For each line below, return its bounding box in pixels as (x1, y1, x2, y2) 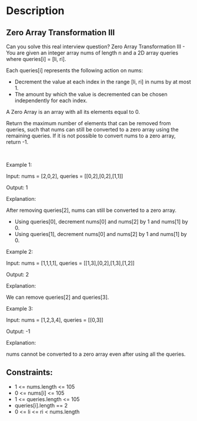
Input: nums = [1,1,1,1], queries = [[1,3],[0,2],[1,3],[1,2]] (6, 260, 135, 267)
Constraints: (6, 368, 53, 378)
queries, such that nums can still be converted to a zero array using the (6, 126, 179, 133)
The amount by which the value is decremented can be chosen (14, 91, 168, 97)
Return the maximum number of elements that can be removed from (6, 120, 171, 127)
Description (6, 4, 65, 18)
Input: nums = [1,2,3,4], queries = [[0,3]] (6, 316, 103, 324)
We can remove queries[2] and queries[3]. (6, 294, 109, 301)
